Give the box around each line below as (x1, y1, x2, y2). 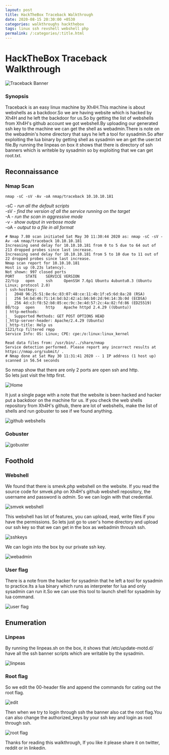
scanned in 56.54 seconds (5, 358, 59, 363)
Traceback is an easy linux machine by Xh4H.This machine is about (5, 104, 145, 110)
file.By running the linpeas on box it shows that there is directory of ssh (5, 142, 153, 148)
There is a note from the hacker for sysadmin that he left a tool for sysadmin (5, 578, 163, 584)
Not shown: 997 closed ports (5, 269, 66, 275)
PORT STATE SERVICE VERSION (5, 274, 80, 279)
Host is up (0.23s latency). (5, 265, 66, 270)
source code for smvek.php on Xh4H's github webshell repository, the (5, 488, 151, 495)
